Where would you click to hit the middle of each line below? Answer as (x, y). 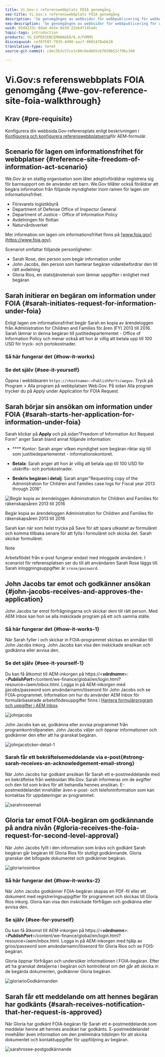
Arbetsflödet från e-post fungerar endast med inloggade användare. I (75, 558)
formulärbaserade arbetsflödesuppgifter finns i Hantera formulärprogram (79, 700)
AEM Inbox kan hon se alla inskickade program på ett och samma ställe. (78, 616)
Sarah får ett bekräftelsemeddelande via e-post (63, 757)
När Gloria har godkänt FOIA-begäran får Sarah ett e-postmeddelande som (81, 1024)
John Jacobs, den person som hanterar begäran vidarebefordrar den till (85, 264)
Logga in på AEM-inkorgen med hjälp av (102, 941)
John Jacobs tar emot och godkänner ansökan (78, 584)
